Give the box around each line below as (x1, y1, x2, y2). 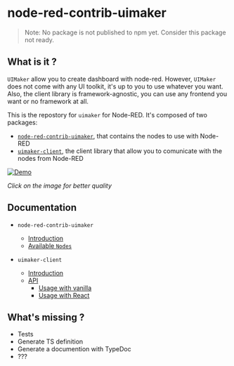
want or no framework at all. (7, 97, 89, 105)
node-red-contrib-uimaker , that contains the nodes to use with (17, 131, 199, 140)
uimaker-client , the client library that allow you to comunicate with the (17, 146, 223, 155)
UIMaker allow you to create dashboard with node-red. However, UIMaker (7, 74, 216, 83)
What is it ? (7, 56, 58, 68)
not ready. (24, 35, 55, 44)
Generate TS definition (17, 337, 84, 346)
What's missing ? (7, 311, 85, 323)
